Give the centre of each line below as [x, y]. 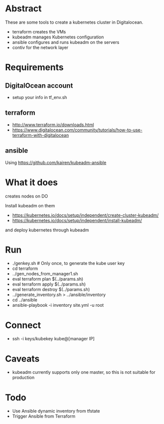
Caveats [22, 359]
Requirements [34, 67]
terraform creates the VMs [39, 32]
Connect [23, 325]
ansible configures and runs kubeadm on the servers [66, 42]
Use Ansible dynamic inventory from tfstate [56, 411]
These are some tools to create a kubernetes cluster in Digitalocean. [74, 22]
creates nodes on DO [27, 196]
